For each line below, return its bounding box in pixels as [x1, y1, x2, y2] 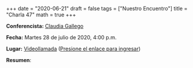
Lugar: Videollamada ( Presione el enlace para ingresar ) [6, 45, 141, 52]
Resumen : [6, 57, 31, 63]
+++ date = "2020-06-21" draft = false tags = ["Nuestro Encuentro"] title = [6, 5, 188, 12]
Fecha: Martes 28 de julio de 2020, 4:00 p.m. [6, 34, 117, 40]
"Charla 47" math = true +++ [6, 11, 77, 18]
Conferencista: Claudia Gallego [6, 23, 84, 29]
